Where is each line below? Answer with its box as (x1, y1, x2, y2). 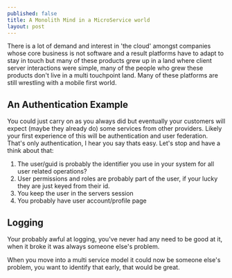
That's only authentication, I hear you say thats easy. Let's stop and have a (7, 139, 220, 147)
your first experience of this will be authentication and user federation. (7, 132, 208, 140)
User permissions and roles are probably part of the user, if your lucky (17, 174, 218, 183)
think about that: (7, 147, 54, 155)
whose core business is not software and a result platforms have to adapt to (7, 49, 224, 57)
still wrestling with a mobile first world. (7, 79, 117, 87)
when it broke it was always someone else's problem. (7, 243, 160, 250)
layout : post (7, 23, 45, 30)
